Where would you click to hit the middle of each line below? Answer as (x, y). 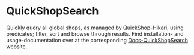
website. (17, 47)
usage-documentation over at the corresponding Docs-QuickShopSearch (97, 40)
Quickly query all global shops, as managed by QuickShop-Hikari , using (95, 27)
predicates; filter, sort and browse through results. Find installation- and (95, 33)
